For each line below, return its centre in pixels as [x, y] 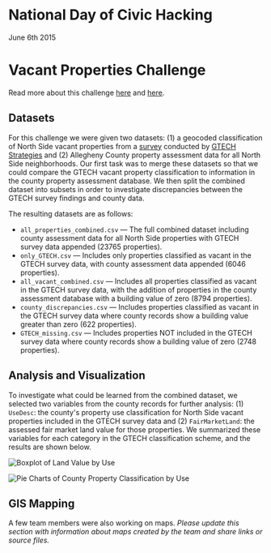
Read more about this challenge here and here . [87, 92]
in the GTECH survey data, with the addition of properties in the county [138, 289]
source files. [29, 540]
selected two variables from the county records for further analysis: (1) [126, 404]
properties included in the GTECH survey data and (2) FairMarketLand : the [131, 421]
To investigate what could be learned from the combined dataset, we [123, 395]
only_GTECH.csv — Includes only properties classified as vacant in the [136, 255]
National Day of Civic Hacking [110, 15]
